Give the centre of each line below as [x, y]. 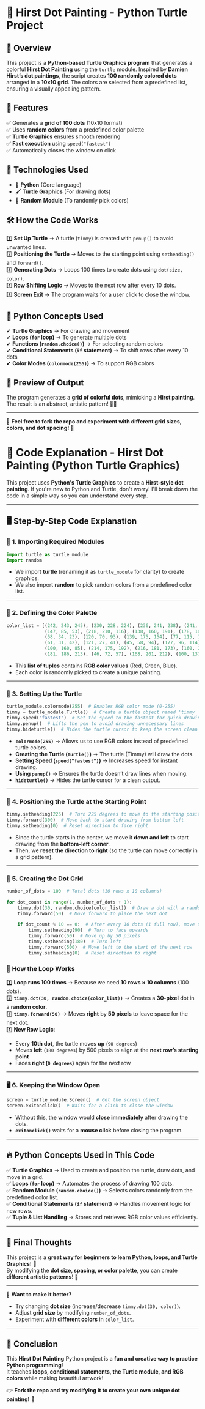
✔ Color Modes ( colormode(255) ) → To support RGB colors [80, 363]
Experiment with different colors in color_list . [74, 1319]
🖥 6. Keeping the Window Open [53, 1085]
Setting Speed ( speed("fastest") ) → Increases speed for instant [96, 760]
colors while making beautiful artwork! [55, 1378]
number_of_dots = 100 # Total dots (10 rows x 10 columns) [85, 891]
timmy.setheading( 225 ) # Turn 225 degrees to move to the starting [95, 814]
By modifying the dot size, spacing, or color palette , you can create [92, 1270]
